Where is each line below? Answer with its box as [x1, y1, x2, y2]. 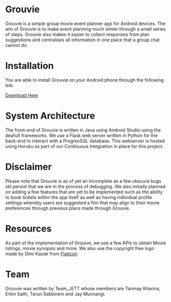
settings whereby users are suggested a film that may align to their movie [5, 199, 160, 206]
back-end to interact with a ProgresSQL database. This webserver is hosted [5, 138, 165, 144]
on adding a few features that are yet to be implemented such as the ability [5, 189, 163, 195]
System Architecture [5, 110, 95, 122]
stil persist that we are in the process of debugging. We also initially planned [5, 183, 166, 189]
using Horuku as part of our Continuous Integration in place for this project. [5, 143, 164, 149]
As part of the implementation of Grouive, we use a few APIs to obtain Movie [5, 240, 166, 246]
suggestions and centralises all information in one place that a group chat [5, 37, 160, 43]
